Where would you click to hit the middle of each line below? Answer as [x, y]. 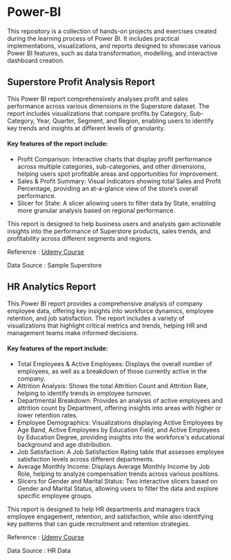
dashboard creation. [36, 60]
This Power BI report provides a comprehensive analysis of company [105, 303]
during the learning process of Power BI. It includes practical [93, 38]
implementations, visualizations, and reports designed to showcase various [114, 46]
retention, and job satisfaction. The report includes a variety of [96, 318]
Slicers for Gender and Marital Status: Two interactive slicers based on [117, 481]
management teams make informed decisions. [73, 332]
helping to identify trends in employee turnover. [84, 393]
